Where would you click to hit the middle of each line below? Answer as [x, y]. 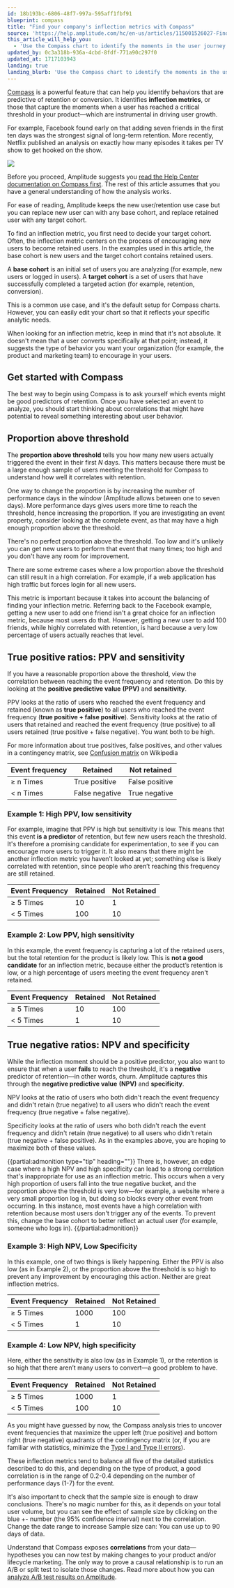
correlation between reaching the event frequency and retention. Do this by [115, 681]
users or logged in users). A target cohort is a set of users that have [105, 276]
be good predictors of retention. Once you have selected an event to [106, 401]
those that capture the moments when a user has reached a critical [103, 107]
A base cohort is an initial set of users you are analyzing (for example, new [115, 269]
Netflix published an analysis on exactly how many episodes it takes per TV [116, 142]
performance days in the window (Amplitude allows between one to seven [114, 498]
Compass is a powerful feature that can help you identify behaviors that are [116, 92]
